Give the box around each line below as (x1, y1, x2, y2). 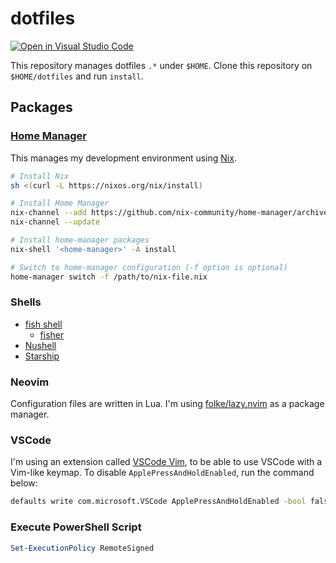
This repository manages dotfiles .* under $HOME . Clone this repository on (10, 59, 313, 71)
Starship (24, 350, 60, 362)
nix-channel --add (10, 208, 87, 218)
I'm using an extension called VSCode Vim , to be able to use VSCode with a (10, 456, 323, 468)
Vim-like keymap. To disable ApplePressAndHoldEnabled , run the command (10, 467, 315, 479)
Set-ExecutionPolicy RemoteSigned (10, 543, 155, 553)
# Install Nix (10, 171, 70, 181)
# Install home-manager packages (10, 235, 150, 245)
